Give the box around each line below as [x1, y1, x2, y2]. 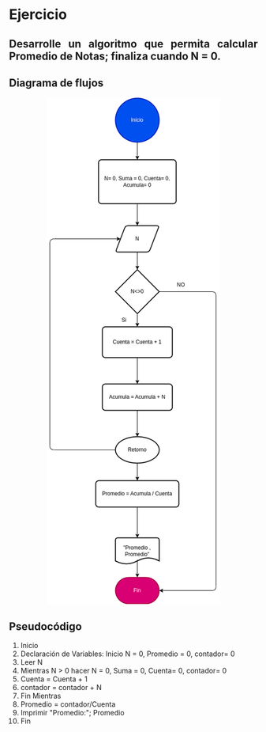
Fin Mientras [20, 691, 62, 701]
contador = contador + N [20, 683, 102, 692]
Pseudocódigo [9, 620, 82, 633]
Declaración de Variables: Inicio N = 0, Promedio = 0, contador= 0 [20, 649, 235, 658]
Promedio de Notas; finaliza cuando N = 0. [9, 49, 222, 63]
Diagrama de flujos [9, 76, 104, 89]
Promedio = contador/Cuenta [20, 700, 116, 709]
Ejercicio [9, 6, 68, 24]
